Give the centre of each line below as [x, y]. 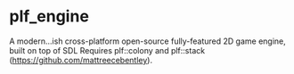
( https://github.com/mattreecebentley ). [81, 60]
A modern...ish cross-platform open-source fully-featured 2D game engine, [148, 41]
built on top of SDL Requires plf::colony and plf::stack [107, 50]
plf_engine [49, 16]
